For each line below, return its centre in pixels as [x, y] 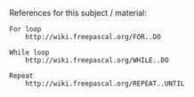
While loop [29, 53]
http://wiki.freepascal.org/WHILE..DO [97, 61]
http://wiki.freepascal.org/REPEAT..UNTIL [105, 84]
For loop [25, 29]
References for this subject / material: [78, 13]
